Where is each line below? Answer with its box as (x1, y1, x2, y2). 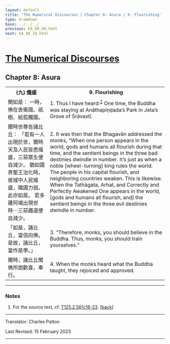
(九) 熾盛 (16, 89, 37, 96)
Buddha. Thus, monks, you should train (50, 235, 143, 242)
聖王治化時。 (13, 169, 44, 176)
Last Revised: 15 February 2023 (5, 328, 71, 335)
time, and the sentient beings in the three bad (50, 150, 158, 156)
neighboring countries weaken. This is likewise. (50, 175, 162, 182)
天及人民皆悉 (8, 146, 39, 153)
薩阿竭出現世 (8, 199, 39, 206)
